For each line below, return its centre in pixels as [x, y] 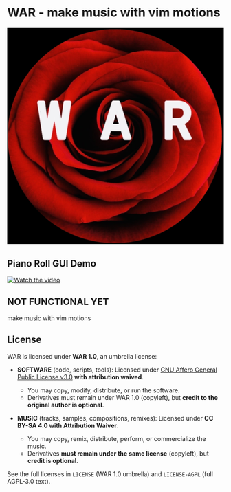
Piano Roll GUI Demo [52, 264]
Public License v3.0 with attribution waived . [80, 377]
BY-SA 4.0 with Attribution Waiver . [68, 425]
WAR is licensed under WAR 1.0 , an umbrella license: [82, 356]
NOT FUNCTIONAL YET [58, 301]
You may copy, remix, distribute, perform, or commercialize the [117, 438]
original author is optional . [66, 405]
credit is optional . [53, 460]
